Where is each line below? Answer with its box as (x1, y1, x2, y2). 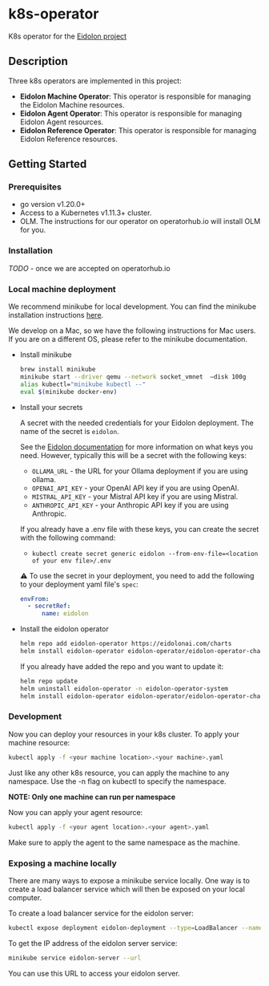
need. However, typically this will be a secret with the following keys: (19, 450, 247, 460)
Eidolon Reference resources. (19, 134, 118, 144)
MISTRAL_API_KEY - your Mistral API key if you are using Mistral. (31, 491, 239, 501)
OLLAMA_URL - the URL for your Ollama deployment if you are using (31, 466, 248, 476)
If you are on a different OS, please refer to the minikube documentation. (8, 335, 248, 344)
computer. (8, 892, 42, 903)
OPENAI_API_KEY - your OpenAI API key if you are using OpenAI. (31, 483, 239, 493)
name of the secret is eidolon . (19, 426, 119, 436)
